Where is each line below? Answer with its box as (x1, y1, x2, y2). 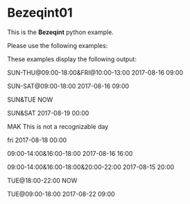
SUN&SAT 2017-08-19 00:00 (7, 109, 89, 117)
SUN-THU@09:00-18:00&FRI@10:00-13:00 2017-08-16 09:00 (7, 68, 184, 77)
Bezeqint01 (7, 5, 73, 21)
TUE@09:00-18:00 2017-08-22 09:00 (7, 189, 116, 198)
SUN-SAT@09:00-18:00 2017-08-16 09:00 (7, 81, 130, 90)
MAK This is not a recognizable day (7, 122, 109, 130)
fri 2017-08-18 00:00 (7, 136, 67, 144)
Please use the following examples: (7, 41, 108, 49)
